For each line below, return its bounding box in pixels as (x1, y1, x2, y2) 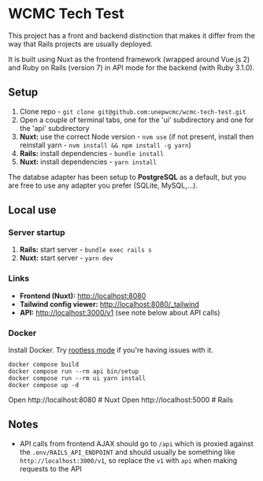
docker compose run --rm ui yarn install (8, 375, 146, 382)
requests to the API (19, 464, 83, 473)
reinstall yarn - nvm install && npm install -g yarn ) (19, 140, 191, 150)
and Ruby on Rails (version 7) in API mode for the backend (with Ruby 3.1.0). (8, 62, 255, 72)
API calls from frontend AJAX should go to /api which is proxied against (19, 438, 254, 448)
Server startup (8, 227, 65, 238)
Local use (8, 203, 57, 217)
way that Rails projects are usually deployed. (8, 39, 154, 48)
